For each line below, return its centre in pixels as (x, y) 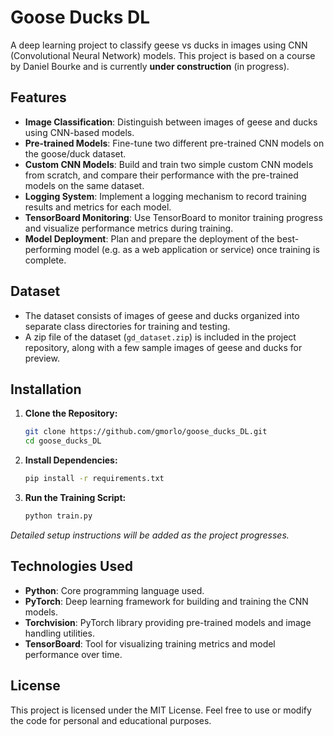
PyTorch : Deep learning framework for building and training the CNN (166, 601)
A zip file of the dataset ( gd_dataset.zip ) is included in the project (160, 337)
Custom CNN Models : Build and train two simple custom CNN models (169, 164)
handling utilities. (59, 633)
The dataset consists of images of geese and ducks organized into (162, 315)
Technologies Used (71, 566)
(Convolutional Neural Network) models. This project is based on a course (163, 55)
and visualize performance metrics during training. (129, 228)
